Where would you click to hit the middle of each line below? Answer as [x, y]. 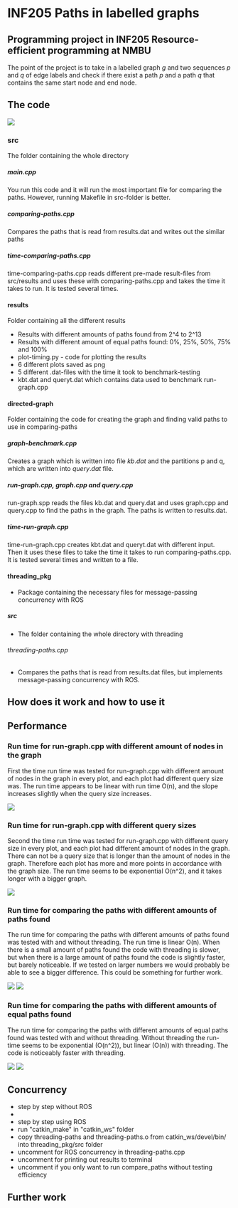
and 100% [32, 349]
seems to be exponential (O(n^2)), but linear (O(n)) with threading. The [125, 1045]
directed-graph [31, 403]
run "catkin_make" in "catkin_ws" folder [76, 1130]
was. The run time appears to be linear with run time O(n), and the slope [113, 786]
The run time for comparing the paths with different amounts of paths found [118, 935]
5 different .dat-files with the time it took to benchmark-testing [109, 372]
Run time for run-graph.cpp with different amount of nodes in [115, 746]
